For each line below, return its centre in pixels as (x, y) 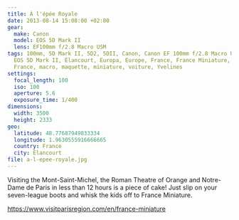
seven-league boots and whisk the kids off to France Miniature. (100, 195)
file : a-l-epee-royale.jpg (47, 160)
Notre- (212, 179)
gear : (15, 27)
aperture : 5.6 (34, 93)
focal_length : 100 (41, 80)
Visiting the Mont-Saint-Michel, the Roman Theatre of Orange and (104, 179)
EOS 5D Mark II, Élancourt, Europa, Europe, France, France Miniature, (122, 61)
